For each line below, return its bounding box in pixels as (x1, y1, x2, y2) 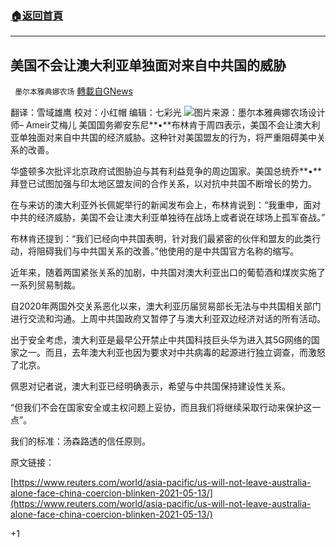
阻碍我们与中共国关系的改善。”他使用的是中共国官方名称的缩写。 (36, 245, 300, 257)
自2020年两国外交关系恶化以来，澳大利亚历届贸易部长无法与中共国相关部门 (10, 300, 322, 312)
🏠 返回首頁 (10, 8, 64, 22)
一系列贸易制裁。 (10, 279, 81, 291)
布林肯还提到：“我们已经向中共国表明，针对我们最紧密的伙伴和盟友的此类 (10, 233, 313, 245)
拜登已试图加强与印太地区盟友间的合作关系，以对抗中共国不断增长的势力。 (10, 178, 317, 190)
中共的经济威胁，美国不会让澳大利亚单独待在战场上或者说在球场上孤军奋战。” (10, 212, 326, 224)
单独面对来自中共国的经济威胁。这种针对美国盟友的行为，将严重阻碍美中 (18, 132, 317, 144)
